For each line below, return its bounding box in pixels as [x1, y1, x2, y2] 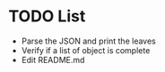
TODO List [8, 6, 86, 27]
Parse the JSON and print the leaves [21, 36, 156, 46]
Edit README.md [21, 54, 85, 65]
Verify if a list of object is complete [21, 44, 151, 55]
